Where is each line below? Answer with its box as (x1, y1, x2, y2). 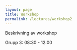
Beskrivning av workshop (5, 30, 57, 36)
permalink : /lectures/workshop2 (5, 16, 72, 21)
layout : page (5, 7, 32, 12)
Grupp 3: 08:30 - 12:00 (5, 40, 52, 46)
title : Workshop (5, 12, 39, 17)
